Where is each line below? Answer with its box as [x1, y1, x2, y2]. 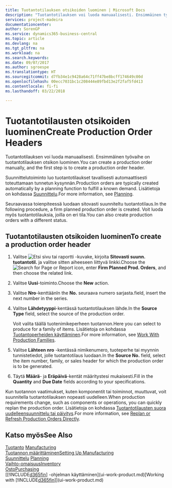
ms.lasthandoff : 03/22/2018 [5, 88, 66, 94]
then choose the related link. [12, 270, 73, 276]
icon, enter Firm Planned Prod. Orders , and [74, 265, 166, 271]
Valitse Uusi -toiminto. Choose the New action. [12, 280, 109, 286]
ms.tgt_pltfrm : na [5, 46, 45, 51]
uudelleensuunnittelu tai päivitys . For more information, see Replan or [5, 411, 151, 417]
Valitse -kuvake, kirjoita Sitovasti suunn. [12, 254, 146, 260]
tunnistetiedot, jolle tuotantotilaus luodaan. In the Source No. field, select [12, 352, 166, 359]
